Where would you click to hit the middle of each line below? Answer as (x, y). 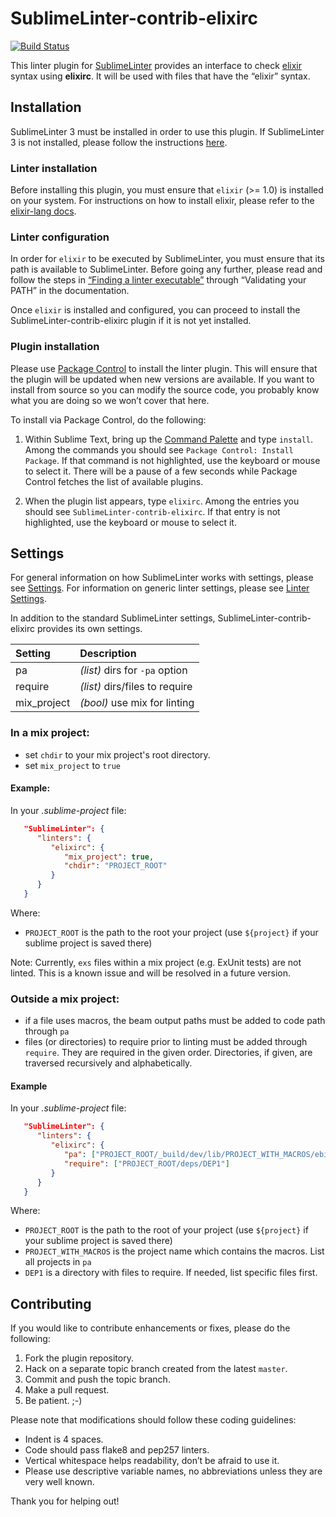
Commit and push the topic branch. (97, 1379)
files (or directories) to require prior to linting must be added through (166, 1042)
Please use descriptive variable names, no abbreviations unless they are (173, 1471)
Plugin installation (55, 347)
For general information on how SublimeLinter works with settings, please (162, 578)
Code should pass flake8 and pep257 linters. (117, 1450)
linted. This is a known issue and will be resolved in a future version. (151, 973)
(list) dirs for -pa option (133, 670)
